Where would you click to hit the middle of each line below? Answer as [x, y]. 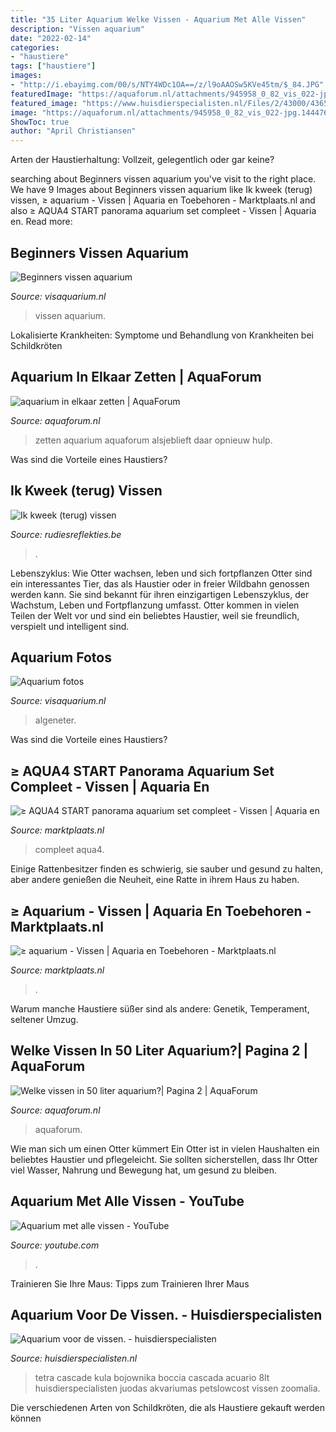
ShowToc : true [40, 122]
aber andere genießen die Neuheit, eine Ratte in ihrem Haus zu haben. [155, 880]
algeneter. [55, 720]
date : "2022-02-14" [51, 38]
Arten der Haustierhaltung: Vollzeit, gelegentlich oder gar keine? [142, 160]
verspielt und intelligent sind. [70, 626]
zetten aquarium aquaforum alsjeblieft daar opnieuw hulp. [153, 440]
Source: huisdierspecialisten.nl [74, 1358]
